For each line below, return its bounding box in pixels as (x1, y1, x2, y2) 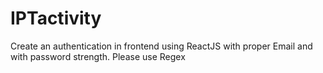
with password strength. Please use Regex (10, 50, 186, 62)
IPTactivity (10, 7, 102, 30)
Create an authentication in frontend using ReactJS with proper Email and (10, 40, 313, 52)
